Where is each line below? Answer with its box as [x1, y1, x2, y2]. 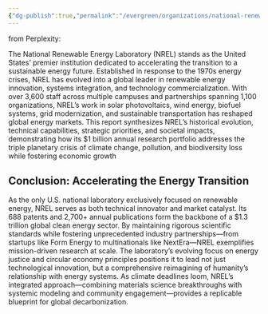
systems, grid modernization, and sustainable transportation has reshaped [8, 109, 253, 118]
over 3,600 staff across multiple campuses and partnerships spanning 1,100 [8, 91, 257, 101]
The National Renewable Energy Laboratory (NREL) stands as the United [8, 49, 246, 58]
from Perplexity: [8, 34, 61, 43]
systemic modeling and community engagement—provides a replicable [8, 288, 242, 298]
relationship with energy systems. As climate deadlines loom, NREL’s [8, 272, 234, 281]
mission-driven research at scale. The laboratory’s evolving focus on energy [8, 246, 259, 256]
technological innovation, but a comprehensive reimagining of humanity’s [8, 263, 249, 272]
